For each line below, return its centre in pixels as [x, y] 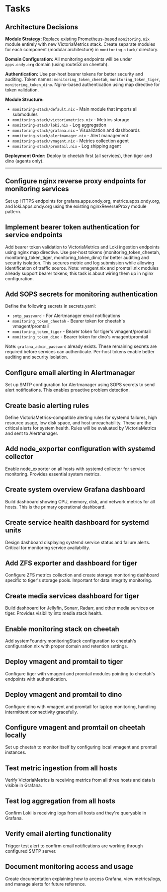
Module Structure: [24, 99]
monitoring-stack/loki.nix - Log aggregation [59, 125]
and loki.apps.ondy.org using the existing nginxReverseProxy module [76, 206]
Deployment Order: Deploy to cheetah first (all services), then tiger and [79, 156]
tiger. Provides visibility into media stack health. [54, 613]
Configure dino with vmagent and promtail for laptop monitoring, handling [81, 707]
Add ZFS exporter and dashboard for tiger [71, 563]
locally [16, 735]
